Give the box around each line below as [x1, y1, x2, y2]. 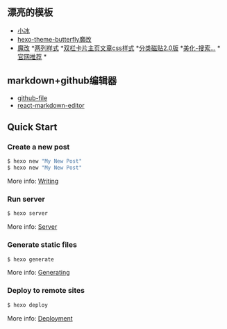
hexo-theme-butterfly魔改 [17, 35, 92, 43]
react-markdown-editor [17, 101, 85, 109]
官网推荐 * [17, 52, 47, 61]
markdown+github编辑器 [7, 75, 117, 87]
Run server [7, 194, 45, 204]
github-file [17, 93, 48, 102]
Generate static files [7, 240, 78, 250]
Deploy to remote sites [7, 286, 85, 296]
